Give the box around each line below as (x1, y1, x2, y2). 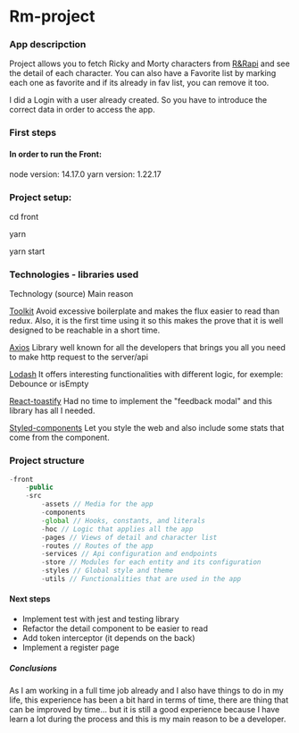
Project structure (9, 454, 85, 467)
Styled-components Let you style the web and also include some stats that (9, 423, 285, 434)
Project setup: (9, 190, 72, 203)
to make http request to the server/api (9, 351, 149, 363)
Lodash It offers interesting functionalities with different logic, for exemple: (9, 369, 284, 380)
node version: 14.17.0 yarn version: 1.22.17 (9, 168, 162, 180)
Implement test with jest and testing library (21, 614, 180, 625)
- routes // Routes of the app (41, 541, 154, 551)
